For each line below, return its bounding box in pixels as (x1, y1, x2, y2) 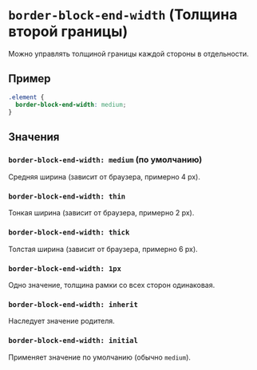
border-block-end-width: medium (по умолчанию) (8, 154, 203, 165)
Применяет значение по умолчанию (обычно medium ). (8, 352, 192, 362)
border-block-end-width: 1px (8, 264, 122, 273)
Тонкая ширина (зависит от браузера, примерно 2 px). (8, 208, 195, 218)
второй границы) (8, 22, 128, 41)
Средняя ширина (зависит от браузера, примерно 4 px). (8, 172, 201, 182)
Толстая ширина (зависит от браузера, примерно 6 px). (8, 244, 198, 254)
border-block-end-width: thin (8, 191, 126, 201)
